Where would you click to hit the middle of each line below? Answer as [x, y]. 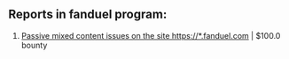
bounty [34, 45]
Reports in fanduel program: [88, 15]
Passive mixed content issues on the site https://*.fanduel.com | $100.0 [151, 35]
